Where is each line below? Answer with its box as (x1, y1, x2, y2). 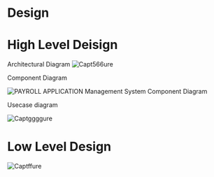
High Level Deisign (7, 37, 118, 53)
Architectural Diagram (7, 60, 71, 69)
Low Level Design (7, 139, 112, 155)
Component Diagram (7, 73, 68, 82)
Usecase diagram (7, 101, 58, 109)
